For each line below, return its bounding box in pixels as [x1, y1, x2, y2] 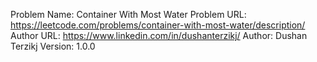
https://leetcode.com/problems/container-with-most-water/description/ [10, 19, 306, 31]
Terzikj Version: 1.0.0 [10, 40, 96, 52]
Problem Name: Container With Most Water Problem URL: [10, 9, 247, 20]
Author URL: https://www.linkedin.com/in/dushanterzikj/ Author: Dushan [10, 30, 308, 41]
